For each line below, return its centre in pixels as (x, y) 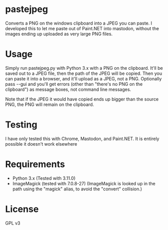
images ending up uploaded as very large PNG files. (59, 34)
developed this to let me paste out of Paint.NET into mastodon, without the (82, 28)
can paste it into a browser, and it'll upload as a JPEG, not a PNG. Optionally (83, 78)
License (22, 209)
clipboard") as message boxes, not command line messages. (68, 89)
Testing (21, 125)
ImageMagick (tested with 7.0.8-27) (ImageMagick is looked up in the (84, 183)
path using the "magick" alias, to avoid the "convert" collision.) (77, 189)
